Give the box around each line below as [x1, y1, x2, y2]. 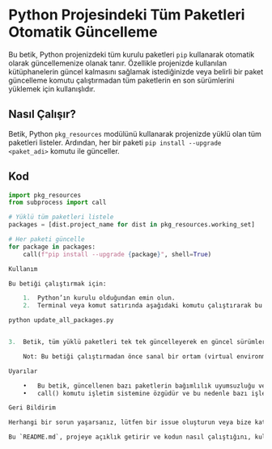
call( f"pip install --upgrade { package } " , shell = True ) [23, 250, 212, 258]
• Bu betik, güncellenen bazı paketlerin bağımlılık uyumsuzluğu [23, 382, 255, 390]
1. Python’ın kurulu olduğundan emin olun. [23, 294, 176, 303]
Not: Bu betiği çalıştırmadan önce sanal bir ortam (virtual [23, 352, 233, 361]
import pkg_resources [8, 191, 82, 199]
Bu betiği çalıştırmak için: [8, 279, 107, 288]
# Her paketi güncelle [8, 235, 85, 244]
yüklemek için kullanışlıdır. [8, 83, 96, 94]
